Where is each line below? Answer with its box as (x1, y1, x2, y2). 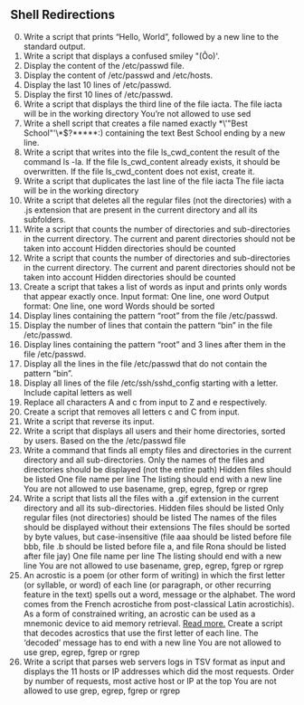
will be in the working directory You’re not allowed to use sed (23, 108, 252, 119)
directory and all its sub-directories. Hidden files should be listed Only (23, 502, 284, 513)
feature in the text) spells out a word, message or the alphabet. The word (23, 588, 296, 600)
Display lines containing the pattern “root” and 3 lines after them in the (23, 338, 286, 349)
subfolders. (23, 214, 67, 224)
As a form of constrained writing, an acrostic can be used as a (23, 608, 256, 619)
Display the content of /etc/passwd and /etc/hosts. (23, 70, 214, 81)
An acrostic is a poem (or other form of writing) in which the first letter (23, 569, 286, 580)
